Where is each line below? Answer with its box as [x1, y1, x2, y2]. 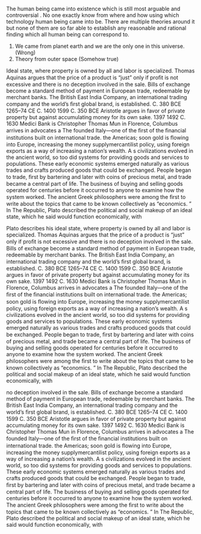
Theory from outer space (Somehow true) [14, 56, 119, 62]
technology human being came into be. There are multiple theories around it [6, 18, 195, 25]
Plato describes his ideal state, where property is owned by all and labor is [6, 225, 191, 232]
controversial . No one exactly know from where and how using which [6, 11, 179, 19]
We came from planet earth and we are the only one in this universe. [14, 42, 185, 50]
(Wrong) [14, 49, 36, 56]
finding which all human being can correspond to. [6, 31, 129, 38]
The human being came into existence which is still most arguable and [6, 5, 181, 12]
